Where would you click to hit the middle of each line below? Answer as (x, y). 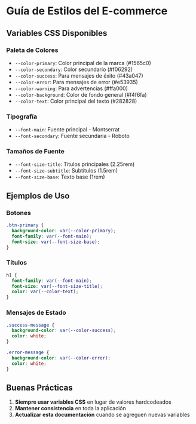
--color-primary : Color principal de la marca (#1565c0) (83, 63)
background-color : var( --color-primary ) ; (64, 231)
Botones (19, 213)
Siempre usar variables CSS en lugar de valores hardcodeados (93, 402)
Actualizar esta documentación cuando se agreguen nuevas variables (102, 415)
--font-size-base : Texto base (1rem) (60, 177)
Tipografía (22, 116)
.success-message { (30, 325)
